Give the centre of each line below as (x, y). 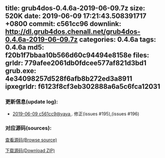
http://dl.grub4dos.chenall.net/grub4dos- (73, 32)
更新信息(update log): (32, 102)
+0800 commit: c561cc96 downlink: (63, 24)
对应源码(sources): (28, 128)
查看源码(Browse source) (31, 139)
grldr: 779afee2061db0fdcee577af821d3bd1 (76, 63)
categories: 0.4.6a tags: (118, 40)
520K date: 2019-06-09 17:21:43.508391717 (76, 16)
